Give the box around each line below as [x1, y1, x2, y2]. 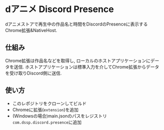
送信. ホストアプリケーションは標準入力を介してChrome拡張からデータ [13, 63, 160, 69]
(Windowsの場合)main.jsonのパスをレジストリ [12, 112, 107, 119]
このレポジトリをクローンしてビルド [12, 100, 87, 106]
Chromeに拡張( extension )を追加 [12, 106, 79, 112]
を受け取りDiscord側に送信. [5, 70, 62, 76]
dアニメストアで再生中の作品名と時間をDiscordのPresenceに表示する [5, 21, 148, 27]
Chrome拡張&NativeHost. [5, 27, 57, 33]
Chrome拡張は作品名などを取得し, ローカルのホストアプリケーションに [5, 57, 151, 63]
